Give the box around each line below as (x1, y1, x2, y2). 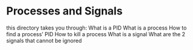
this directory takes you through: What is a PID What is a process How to (6, 24, 187, 31)
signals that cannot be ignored (6, 37, 82, 44)
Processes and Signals (6, 4, 123, 18)
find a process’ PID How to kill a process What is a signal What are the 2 (6, 30, 186, 37)
